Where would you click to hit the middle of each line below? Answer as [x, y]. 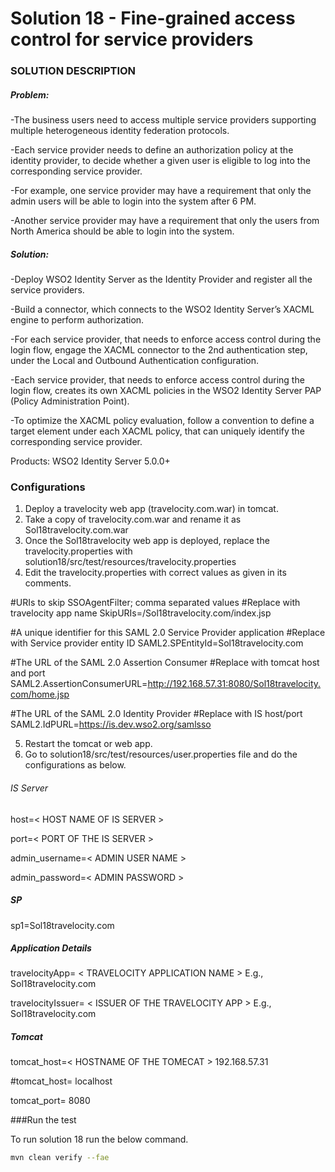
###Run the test [43, 1120]
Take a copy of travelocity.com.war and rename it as [133, 519]
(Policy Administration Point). [70, 401]
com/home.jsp [40, 694]
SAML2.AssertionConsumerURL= [79, 684]
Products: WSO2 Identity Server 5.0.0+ [90, 461]
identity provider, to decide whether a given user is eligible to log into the [160, 161]
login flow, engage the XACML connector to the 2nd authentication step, [159, 350]
